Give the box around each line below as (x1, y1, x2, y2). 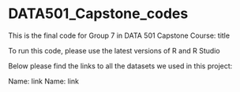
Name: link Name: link (8, 76, 80, 86)
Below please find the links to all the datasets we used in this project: (8, 61, 233, 71)
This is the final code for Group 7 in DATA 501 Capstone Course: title (8, 31, 231, 40)
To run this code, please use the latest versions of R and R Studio (8, 46, 220, 55)
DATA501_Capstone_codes (8, 5, 189, 23)
